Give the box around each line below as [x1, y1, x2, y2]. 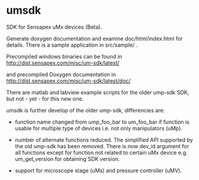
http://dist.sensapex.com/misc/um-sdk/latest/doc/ [6, 77, 131, 84]
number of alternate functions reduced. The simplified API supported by [14, 136, 194, 144]
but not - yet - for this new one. [6, 95, 84, 102]
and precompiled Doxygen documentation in [6, 71, 116, 78]
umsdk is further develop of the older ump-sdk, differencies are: [6, 106, 165, 114]
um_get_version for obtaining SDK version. [14, 155, 120, 162]
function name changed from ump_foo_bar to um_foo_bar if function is [14, 118, 190, 126]
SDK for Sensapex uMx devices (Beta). [6, 23, 102, 30]
